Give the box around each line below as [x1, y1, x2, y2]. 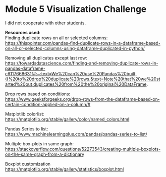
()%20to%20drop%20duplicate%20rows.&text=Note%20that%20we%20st [5, 76, 160, 82]
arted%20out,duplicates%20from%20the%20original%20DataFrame [5, 81, 147, 87]
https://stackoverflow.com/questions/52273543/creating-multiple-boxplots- [5, 146, 161, 152]
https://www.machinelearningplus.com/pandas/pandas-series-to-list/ [5, 131, 148, 137]
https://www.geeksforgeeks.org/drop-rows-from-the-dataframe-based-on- [5, 96, 160, 102]
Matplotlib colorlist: [5, 111, 45, 117]
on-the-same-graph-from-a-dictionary [5, 151, 85, 157]
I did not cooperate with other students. [5, 20, 86, 26]
